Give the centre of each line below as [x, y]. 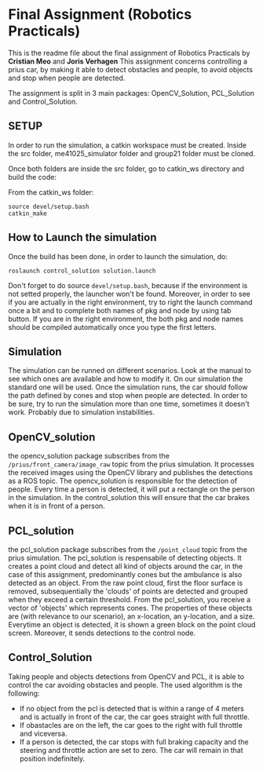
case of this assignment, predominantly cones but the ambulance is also [125, 574]
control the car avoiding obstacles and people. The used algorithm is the [126, 685]
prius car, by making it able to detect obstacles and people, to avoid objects [131, 69]
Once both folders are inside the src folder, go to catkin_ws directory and [126, 168]
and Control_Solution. [43, 101]
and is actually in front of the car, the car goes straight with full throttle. [134, 717]
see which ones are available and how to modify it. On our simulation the [126, 379]
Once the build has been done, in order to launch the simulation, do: [118, 256]
